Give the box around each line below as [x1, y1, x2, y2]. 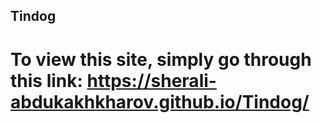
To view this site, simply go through [10, 48, 312, 71]
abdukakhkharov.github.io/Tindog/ [10, 90, 310, 113]
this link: [10, 69, 83, 92]
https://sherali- [86, 69, 217, 92]
